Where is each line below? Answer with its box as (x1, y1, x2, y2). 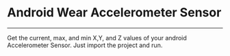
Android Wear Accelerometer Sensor (7, 5, 222, 20)
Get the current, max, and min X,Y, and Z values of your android (7, 33, 187, 42)
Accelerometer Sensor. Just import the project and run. (7, 41, 163, 49)
